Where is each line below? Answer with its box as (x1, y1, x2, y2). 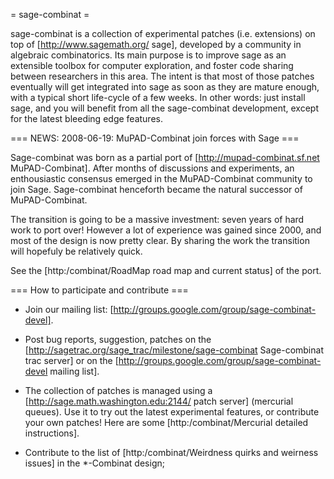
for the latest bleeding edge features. (10, 113, 163, 124)
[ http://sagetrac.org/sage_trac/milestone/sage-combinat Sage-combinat (24, 344, 324, 356)
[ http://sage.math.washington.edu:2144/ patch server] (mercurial (24, 395, 294, 407)
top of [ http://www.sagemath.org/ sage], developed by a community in (10, 39, 302, 50)
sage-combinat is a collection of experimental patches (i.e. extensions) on (10, 28, 316, 39)
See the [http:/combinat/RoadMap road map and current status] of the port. (10, 265, 322, 276)
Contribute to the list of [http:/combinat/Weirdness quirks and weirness (24, 447, 319, 458)
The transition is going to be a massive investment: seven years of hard (10, 214, 305, 225)
